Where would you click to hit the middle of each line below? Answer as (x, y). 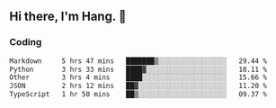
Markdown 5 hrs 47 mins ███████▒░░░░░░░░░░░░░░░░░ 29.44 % (138, 61)
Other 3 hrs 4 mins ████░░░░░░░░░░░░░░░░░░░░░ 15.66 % (138, 77)
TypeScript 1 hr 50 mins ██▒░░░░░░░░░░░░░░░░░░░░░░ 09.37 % (138, 94)
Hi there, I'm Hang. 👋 (68, 17)
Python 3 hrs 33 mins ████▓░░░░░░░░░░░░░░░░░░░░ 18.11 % (138, 69)
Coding (26, 42)
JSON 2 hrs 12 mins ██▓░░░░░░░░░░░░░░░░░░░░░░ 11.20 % (138, 86)
